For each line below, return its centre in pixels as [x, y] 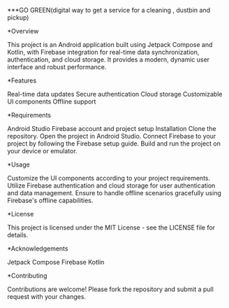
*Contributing [27, 275]
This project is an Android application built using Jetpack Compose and [110, 44]
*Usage [19, 164]
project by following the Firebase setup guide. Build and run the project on [114, 143]
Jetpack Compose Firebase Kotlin [56, 262]
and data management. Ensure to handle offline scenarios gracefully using [114, 193]
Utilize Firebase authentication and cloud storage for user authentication [111, 185]
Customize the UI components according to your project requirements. [109, 178]
